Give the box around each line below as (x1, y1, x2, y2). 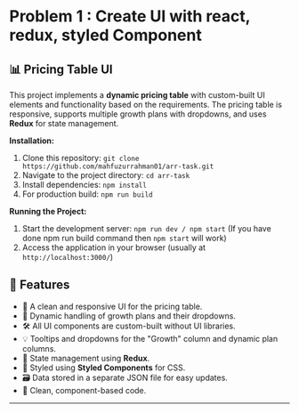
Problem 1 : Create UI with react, (9, 6, 251, 27)
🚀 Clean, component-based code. (21, 385, 147, 395)
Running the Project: (9, 206, 87, 216)
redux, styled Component (9, 25, 202, 45)
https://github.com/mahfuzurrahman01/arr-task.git (21, 162, 214, 171)
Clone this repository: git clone (21, 153, 140, 163)
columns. (21, 343, 56, 353)
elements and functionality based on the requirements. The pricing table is (9, 100, 283, 109)
